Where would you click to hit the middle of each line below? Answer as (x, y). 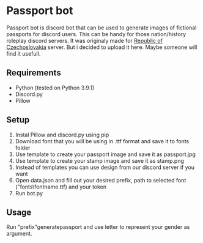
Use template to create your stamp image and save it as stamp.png (100, 160)
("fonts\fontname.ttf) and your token (61, 187)
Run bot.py (29, 193)
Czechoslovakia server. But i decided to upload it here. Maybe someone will (102, 47)
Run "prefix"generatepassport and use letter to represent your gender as (98, 227)
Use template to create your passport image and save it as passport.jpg (105, 154)
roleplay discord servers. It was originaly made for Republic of (85, 40)
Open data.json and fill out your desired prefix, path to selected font (101, 180)
